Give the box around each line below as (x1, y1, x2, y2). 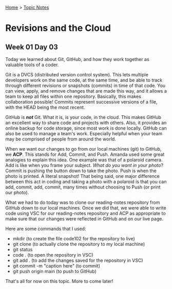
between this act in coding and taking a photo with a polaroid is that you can (5, 179, 167, 184)
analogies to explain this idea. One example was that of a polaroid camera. (5, 157, 163, 163)
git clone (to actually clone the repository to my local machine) (12, 241, 145, 247)
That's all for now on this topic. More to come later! (5, 278, 113, 284)
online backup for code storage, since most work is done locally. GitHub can (5, 125, 167, 131)
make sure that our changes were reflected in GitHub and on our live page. (5, 216, 163, 222)
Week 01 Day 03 (5, 43, 58, 51)
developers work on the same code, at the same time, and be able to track (5, 77, 163, 83)
